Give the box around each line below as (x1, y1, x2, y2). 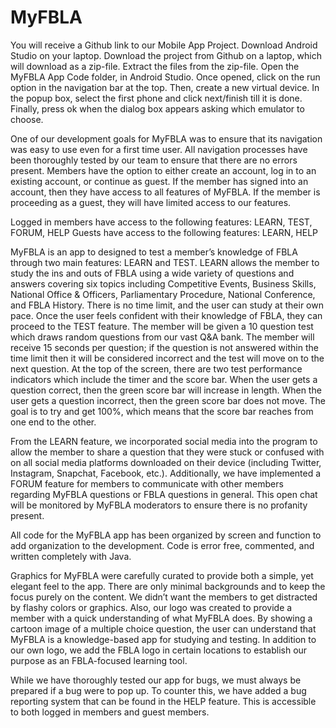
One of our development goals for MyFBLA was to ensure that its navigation (10, 132, 323, 145)
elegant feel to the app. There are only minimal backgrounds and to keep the (10, 580, 326, 592)
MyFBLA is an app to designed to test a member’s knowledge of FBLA (10, 246, 298, 258)
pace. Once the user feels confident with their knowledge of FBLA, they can (10, 309, 323, 321)
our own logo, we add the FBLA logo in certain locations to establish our (10, 644, 308, 656)
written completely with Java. (10, 550, 132, 562)
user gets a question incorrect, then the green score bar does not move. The (10, 394, 326, 406)
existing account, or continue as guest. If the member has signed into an (10, 175, 309, 187)
